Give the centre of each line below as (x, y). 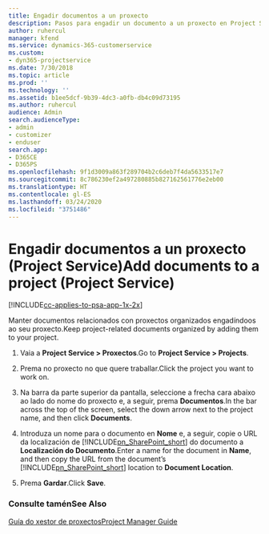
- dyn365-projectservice (50, 61)
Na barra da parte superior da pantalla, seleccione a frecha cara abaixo (138, 392)
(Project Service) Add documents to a (134, 266)
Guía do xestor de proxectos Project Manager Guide (93, 521)
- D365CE (23, 157)
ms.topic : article (39, 75)
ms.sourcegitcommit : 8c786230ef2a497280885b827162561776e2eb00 (116, 180)
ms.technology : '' (39, 90)
